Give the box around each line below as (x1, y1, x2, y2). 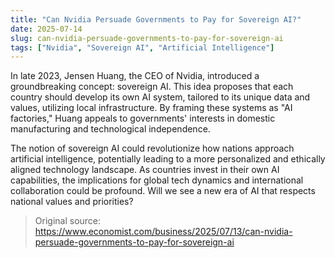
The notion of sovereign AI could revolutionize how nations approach (10, 142, 295, 155)
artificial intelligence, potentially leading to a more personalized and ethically (10, 153, 326, 165)
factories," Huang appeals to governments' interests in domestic (10, 112, 276, 125)
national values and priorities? (10, 196, 134, 208)
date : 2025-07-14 (10, 24, 83, 34)
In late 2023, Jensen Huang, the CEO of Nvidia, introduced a (10, 70, 260, 82)
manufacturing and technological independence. (10, 123, 211, 135)
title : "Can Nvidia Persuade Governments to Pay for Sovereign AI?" (10, 14, 302, 25)
